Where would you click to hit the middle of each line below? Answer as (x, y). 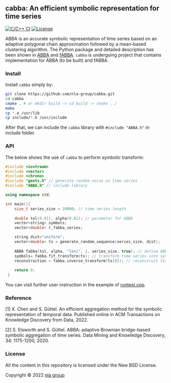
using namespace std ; (28, 195)
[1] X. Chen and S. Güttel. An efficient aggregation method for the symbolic (84, 309)
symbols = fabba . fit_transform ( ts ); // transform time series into (86, 256)
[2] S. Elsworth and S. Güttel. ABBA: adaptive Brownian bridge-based (78, 330)
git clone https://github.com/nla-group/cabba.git (60, 94)
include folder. (20, 133)
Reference (18, 298)
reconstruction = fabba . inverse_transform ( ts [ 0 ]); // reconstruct (86, 261)
